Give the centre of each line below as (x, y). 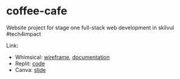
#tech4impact (24, 34)
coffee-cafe (37, 11)
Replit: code (30, 63)
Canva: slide (31, 69)
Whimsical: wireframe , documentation (62, 57)
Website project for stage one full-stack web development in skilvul (90, 28)
